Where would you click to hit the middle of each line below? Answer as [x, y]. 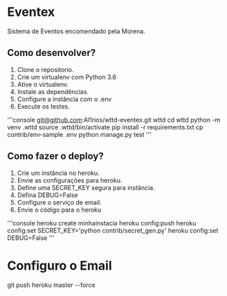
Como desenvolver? [52, 53]
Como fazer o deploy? [55, 156]
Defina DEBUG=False [47, 195]
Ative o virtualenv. [43, 84]
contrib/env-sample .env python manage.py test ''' [80, 134]
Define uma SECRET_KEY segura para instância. [86, 187]
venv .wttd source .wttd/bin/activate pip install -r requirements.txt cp [105, 127]
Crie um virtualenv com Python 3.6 [67, 77]
